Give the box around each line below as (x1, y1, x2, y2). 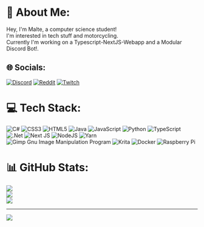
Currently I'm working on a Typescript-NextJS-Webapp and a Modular (6, 38, 182, 46)
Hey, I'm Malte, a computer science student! (6, 25, 117, 33)
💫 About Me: (6, 5, 70, 19)
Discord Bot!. (6, 45, 39, 52)
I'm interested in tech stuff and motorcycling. (6, 32, 118, 39)
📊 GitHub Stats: (6, 160, 89, 174)
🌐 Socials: (6, 63, 46, 73)
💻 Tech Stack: (6, 101, 81, 115)
